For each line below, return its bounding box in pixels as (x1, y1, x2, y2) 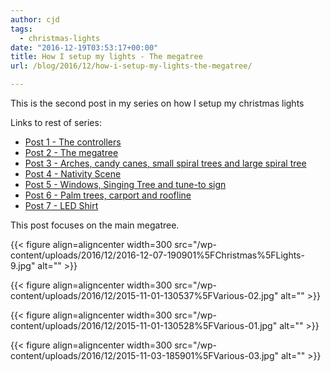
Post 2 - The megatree (24, 147, 119, 158)
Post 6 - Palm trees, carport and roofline (24, 189, 192, 201)
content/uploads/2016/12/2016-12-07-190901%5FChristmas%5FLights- (10, 249, 305, 261)
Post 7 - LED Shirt (24, 200, 99, 211)
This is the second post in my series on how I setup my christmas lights (10, 97, 305, 109)
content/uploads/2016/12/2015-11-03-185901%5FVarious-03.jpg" (10, 350, 279, 361)
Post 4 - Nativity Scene (24, 168, 122, 180)
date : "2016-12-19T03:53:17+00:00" (10, 42, 159, 53)
